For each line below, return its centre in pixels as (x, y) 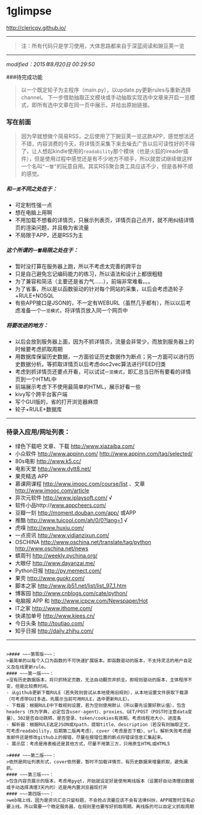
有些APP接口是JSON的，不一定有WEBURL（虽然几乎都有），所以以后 (100, 303)
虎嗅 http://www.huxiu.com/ (49, 528)
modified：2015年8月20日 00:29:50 (50, 64)
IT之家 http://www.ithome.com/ (54, 609)
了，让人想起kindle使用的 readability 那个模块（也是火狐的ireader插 (105, 151)
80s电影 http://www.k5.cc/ (48, 461)
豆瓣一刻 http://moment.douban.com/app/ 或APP (75, 513)
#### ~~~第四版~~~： (30, 794)
